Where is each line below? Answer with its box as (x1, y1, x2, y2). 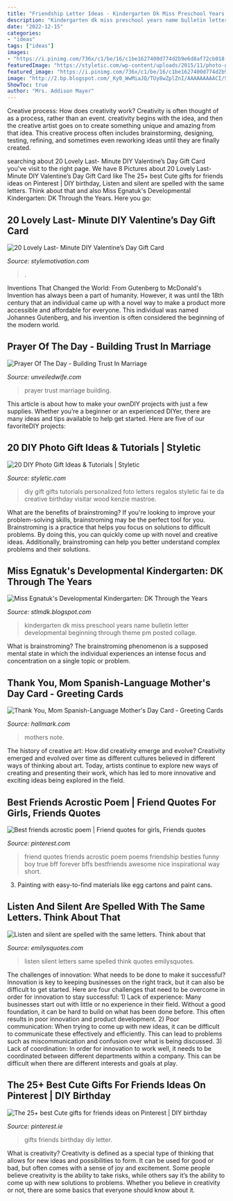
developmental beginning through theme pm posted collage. (24, 629, 198, 637)
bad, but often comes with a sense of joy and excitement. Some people (7, 1163, 211, 1172)
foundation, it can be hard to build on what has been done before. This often (7, 1007, 225, 1016)
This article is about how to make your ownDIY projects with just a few (7, 399, 208, 408)
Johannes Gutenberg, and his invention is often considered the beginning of (7, 313, 225, 322)
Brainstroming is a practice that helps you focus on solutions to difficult (7, 522, 211, 531)
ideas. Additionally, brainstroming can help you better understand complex (7, 538, 221, 546)
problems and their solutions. (7, 545, 91, 553)
